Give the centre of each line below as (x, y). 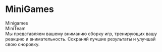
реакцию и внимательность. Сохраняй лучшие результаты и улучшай (80, 39)
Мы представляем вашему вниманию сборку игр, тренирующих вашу (81, 33)
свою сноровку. (22, 44)
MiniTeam (16, 28)
